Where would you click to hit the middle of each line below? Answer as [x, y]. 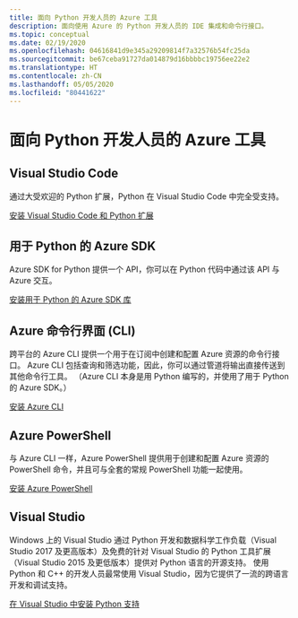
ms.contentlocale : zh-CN [55, 76]
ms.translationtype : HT [54, 68]
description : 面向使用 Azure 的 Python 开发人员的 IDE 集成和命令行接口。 [139, 26]
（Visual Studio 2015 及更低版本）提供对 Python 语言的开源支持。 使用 [139, 562]
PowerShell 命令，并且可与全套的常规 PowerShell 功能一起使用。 [128, 469]
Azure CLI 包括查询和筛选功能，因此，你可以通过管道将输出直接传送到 [156, 365]
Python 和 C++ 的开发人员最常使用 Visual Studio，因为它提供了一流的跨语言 [149, 573]
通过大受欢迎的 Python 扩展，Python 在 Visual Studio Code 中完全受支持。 [147, 196]
